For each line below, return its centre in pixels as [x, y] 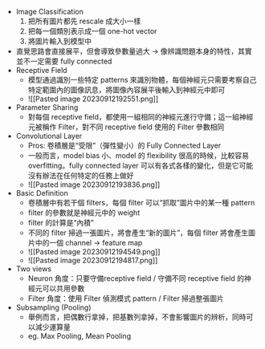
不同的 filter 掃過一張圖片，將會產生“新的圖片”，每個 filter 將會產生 [138, 233]
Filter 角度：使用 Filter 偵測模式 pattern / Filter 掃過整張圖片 [126, 298]
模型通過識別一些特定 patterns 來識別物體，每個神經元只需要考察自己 [142, 80]
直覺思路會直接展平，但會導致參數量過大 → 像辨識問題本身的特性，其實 [134, 51]
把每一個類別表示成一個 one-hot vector [92, 31]
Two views [34, 269]
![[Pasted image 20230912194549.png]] [94, 252]
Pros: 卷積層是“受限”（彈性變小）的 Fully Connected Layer [124, 145]
